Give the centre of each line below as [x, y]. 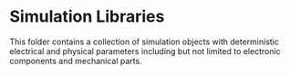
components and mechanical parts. [76, 61]
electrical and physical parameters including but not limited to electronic [145, 51]
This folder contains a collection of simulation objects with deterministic [145, 42]
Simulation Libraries [87, 17]
